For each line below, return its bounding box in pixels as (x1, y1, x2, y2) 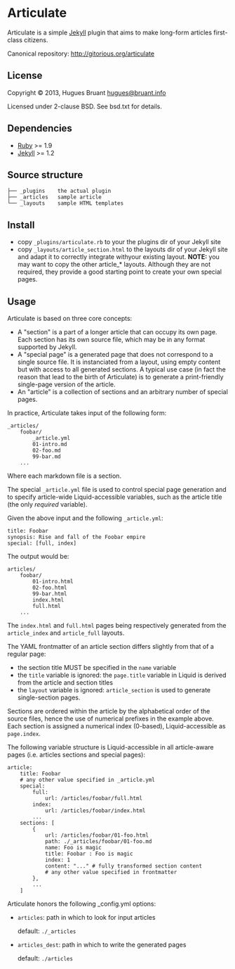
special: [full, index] (7, 540, 77, 547)
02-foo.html (32, 584, 68, 591)
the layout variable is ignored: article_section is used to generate (17, 686, 211, 694)
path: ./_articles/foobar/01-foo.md (44, 838, 152, 845)
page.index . (7, 730, 41, 737)
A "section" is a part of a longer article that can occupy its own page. (17, 328, 217, 336)
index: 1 (44, 856, 71, 863)
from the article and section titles (17, 678, 114, 687)
